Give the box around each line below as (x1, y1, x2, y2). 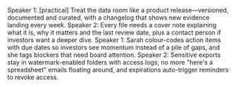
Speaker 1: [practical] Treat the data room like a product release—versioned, (7, 6, 229, 14)
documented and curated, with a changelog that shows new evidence (7, 13, 210, 22)
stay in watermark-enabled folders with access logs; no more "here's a (7, 58, 213, 66)
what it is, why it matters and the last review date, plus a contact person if (7, 28, 221, 36)
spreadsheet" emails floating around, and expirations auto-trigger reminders (7, 66, 229, 74)
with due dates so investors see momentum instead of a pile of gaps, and (7, 43, 221, 51)
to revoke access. (7, 73, 58, 81)
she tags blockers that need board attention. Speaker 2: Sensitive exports (7, 51, 221, 59)
